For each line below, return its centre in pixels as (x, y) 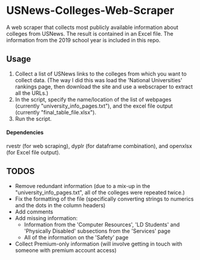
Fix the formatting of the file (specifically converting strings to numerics (104, 199)
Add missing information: (46, 218)
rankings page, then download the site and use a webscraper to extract (104, 86)
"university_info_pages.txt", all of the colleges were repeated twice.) (100, 192)
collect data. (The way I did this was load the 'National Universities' (98, 80)
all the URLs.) (32, 93)
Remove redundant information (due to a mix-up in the (82, 186)
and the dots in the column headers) (60, 205)
